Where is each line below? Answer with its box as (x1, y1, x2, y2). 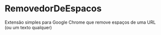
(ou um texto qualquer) (4, 24, 52, 30)
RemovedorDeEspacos (4, 3, 102, 14)
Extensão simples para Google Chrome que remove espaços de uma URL (4, 19, 156, 25)
